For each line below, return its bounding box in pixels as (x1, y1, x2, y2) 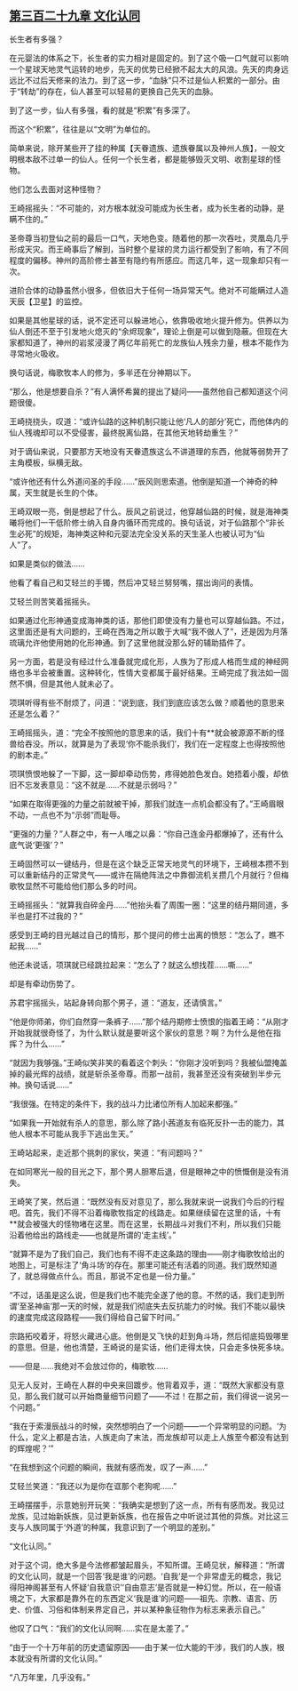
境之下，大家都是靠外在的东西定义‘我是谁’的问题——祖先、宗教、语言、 (9, 1592, 271, 1603)
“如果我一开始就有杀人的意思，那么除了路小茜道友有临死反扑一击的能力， (9, 1117, 278, 1127)
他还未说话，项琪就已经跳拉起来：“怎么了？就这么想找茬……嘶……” (9, 959, 253, 970)
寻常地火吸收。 (9, 348, 64, 358)
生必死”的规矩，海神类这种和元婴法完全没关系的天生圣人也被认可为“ (9, 528, 257, 539)
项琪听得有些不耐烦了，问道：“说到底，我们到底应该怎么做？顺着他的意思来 (9, 697, 286, 708)
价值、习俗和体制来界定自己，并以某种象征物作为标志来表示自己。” (24, 1604, 266, 1615)
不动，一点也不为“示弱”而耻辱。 (9, 809, 126, 820)
